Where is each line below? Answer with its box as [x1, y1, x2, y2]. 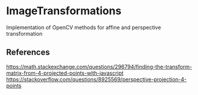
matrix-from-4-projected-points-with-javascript [6, 69, 124, 77]
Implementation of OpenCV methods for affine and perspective [6, 24, 161, 31]
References [6, 47, 50, 58]
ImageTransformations [6, 4, 122, 18]
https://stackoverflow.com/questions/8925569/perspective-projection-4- [6, 75, 187, 83]
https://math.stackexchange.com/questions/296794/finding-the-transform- [6, 63, 193, 70]
